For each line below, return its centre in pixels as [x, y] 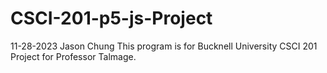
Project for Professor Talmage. [73, 56]
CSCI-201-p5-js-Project [111, 18]
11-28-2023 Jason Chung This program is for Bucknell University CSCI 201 [164, 46]
